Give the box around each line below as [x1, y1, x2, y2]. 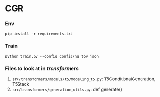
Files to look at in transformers [5, 65, 79, 72]
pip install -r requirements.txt [5, 31, 73, 37]
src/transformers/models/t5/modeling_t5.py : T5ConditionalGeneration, [12, 76, 156, 82]
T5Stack [12, 81, 29, 87]
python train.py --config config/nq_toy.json [5, 54, 99, 58]
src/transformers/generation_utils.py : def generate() [12, 86, 123, 93]
